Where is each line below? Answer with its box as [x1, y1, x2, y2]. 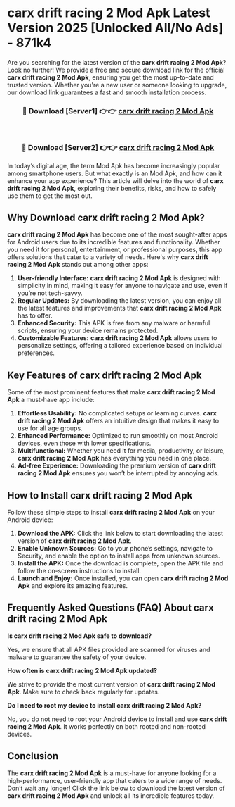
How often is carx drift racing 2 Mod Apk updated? [7, 666, 158, 675]
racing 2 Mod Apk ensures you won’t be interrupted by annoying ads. [17, 469, 220, 477]
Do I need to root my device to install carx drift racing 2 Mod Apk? [7, 701, 202, 709]
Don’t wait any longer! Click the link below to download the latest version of [7, 784, 226, 792]
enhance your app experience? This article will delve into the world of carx [7, 176, 224, 184]
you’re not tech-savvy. [17, 289, 83, 297]
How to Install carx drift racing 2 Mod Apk [7, 489, 193, 501]
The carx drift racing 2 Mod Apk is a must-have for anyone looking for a [7, 769, 217, 777]
